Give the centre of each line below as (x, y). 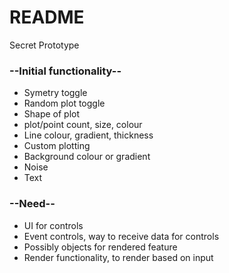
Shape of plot (52, 114)
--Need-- (32, 204)
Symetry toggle (55, 93)
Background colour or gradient (87, 157)
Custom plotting (57, 146)
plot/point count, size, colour (83, 125)
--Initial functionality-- (65, 71)
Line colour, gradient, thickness (88, 135)
